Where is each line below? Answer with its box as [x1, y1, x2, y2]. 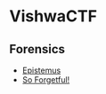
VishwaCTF [9, 6, 98, 27]
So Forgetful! [21, 74, 70, 85]
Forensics [9, 42, 65, 57]
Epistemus [21, 65, 61, 75]
